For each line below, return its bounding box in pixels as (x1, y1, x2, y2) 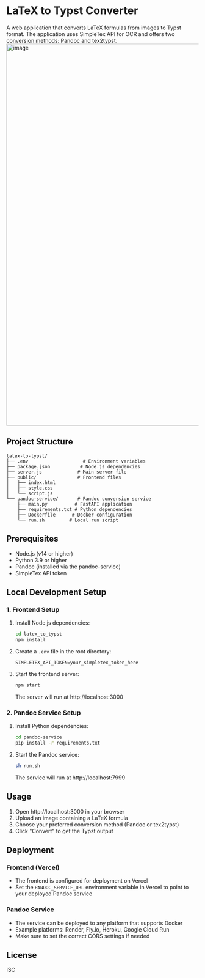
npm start (15, 682, 41, 688)
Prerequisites (6, 534, 59, 544)
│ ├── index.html (6, 479, 56, 486)
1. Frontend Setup (6, 605, 60, 614)
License (6, 950, 37, 960)
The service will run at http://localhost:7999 (15, 774, 126, 781)
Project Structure (6, 436, 73, 447)
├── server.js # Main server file (6, 469, 127, 475)
